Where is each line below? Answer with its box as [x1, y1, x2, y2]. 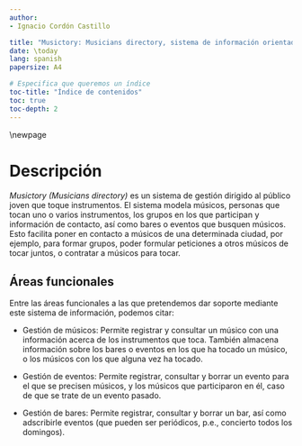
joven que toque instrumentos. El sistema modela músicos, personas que [9, 200, 280, 211]
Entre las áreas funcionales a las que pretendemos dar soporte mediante [9, 298, 279, 309]
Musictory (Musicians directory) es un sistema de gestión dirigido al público [9, 190, 291, 201]
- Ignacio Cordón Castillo [9, 22, 111, 31]
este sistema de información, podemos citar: [9, 307, 174, 318]
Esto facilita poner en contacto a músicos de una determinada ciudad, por [9, 229, 283, 240]
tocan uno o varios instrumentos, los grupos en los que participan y [9, 209, 260, 221]
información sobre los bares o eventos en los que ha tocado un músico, [22, 344, 288, 355]
